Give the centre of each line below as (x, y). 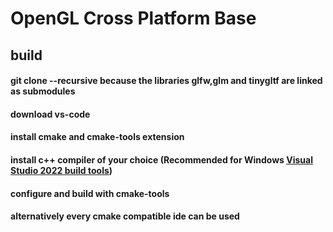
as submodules (43, 91)
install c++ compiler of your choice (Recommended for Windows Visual (161, 159)
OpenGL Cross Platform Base (133, 18)
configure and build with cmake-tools (90, 193)
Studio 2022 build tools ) (61, 170)
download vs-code (50, 114)
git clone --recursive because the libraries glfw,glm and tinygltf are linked (166, 81)
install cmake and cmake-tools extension (97, 137)
